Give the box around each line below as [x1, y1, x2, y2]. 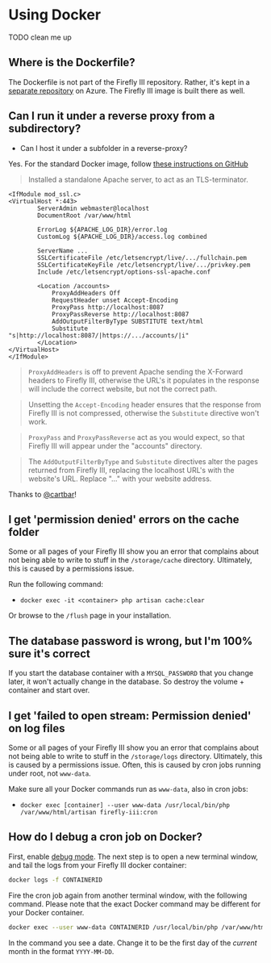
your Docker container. [8, 907, 85, 917]
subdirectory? [8, 122, 81, 136]
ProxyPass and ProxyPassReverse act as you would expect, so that [27, 432, 245, 442]
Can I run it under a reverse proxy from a [8, 109, 215, 123]
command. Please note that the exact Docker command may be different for [8, 898, 261, 909]
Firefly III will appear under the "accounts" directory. [27, 441, 203, 450]
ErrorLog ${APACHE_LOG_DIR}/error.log [37, 225, 168, 233]
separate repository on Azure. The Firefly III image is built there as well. [8, 86, 246, 95]
